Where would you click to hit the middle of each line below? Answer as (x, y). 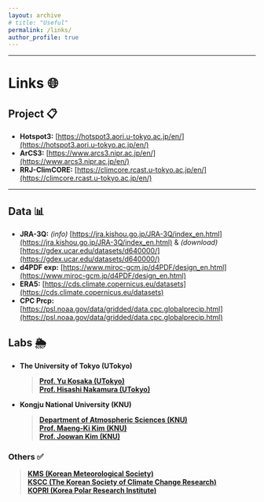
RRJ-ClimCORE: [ (48, 170)
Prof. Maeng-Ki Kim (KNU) (83, 427)
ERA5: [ (32, 284)
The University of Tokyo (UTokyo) (76, 366)
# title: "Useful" (38, 23)
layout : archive (35, 15)
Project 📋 (33, 113)
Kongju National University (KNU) (75, 404)
